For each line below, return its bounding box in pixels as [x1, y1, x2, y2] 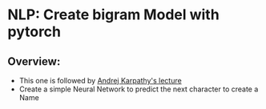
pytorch [7, 22, 62, 41]
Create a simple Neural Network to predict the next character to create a [18, 84, 259, 94]
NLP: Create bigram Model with [7, 6, 220, 24]
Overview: [7, 54, 61, 68]
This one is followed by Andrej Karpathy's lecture [18, 76, 182, 85]
